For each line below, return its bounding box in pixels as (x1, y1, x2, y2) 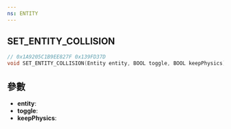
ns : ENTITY (7, 10, 38, 17)
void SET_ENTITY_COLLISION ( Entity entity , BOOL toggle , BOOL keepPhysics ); (7, 60, 229, 67)
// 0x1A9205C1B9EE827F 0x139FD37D (7, 54, 107, 60)
